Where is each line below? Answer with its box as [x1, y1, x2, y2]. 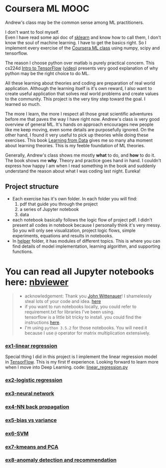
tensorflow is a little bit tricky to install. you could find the [24, 314, 142, 320]
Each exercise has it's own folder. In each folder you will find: [12, 195, 138, 201]
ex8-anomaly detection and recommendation [5, 457, 117, 464]
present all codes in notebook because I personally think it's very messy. [12, 222, 161, 228]
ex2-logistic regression [5, 376, 63, 383]
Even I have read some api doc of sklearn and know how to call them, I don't [5, 34, 161, 40]
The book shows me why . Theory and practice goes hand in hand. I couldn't [5, 157, 162, 163]
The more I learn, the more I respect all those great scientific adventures [5, 110, 153, 117]
